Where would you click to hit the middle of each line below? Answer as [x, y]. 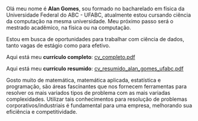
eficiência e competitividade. [42, 112]
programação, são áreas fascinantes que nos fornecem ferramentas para [97, 86]
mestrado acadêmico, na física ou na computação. [69, 27]
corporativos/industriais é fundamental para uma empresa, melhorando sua [99, 106]
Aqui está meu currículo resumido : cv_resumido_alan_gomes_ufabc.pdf [95, 69]
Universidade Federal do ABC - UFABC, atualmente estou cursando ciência [99, 15]
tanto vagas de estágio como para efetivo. [58, 45]
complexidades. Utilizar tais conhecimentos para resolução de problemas [97, 99]
